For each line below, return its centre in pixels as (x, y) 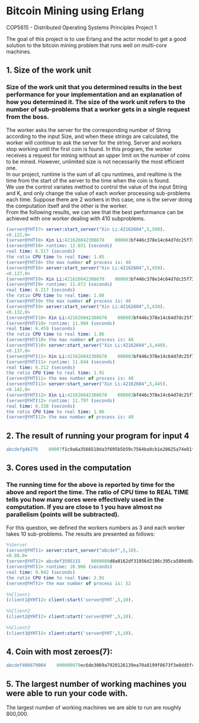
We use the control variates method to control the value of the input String (97, 187)
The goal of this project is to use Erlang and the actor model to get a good (96, 39)
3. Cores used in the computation (69, 468)
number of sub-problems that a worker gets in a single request (98, 109)
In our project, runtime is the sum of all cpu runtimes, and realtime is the (94, 174)
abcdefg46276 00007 (34, 449)
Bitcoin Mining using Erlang (75, 11)
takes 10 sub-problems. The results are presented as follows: (81, 534)
